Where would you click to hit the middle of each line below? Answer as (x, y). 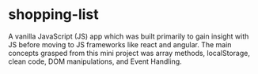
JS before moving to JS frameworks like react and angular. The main (120, 44)
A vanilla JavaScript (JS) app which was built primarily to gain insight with (129, 36)
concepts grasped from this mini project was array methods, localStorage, (129, 53)
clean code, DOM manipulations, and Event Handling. (95, 61)
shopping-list (53, 15)
